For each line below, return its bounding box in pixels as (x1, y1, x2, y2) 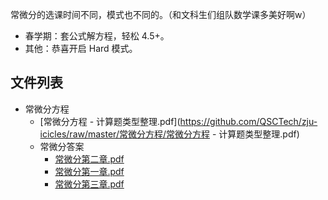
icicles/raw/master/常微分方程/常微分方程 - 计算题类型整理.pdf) (39, 128, 300, 140)
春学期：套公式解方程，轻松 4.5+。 (24, 30, 170, 42)
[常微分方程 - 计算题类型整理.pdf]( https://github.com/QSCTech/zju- (39, 115, 318, 127)
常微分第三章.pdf (54, 178, 125, 190)
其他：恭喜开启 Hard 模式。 (24, 43, 138, 54)
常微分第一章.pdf (54, 165, 125, 177)
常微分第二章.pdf (54, 153, 125, 165)
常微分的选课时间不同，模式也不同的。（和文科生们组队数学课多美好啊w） (10, 9, 312, 20)
